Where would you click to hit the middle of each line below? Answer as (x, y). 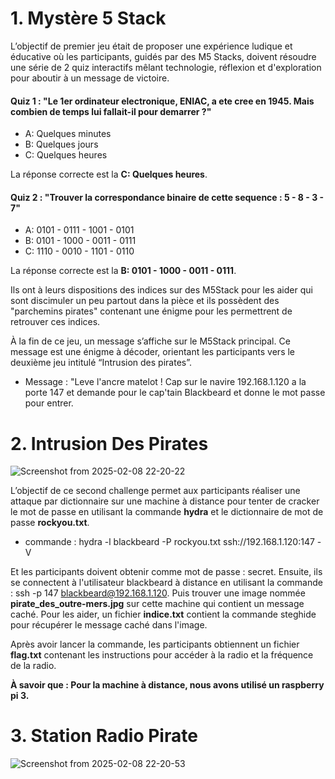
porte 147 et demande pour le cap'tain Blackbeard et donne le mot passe (175, 393)
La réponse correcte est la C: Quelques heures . (109, 174)
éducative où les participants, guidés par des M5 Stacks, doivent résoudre (163, 56)
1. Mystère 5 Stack (88, 18)
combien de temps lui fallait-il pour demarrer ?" (111, 111)
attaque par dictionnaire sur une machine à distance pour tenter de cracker (165, 501)
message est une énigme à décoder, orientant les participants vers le (153, 352)
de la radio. (33, 666)
